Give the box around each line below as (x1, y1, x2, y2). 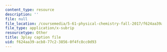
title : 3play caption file (5, 35, 61, 40)
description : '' (5, 12, 39, 17)
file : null (5, 16, 28, 21)
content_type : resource (5, 7, 55, 12)
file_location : (5, 21, 37, 26)
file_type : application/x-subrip (5, 26, 75, 31)
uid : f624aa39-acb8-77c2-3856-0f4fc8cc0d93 (5, 40, 97, 45)
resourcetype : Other (5, 30, 48, 35)
